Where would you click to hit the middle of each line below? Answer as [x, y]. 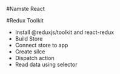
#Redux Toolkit [25, 20]
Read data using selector [46, 64]
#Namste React [26, 9]
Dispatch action [35, 58]
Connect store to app [42, 45]
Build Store [29, 39]
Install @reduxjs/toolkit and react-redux [64, 32]
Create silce [30, 52]
